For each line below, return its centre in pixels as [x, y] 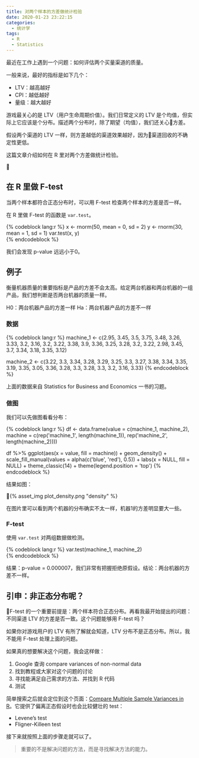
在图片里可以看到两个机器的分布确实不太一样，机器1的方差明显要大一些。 [95, 508]
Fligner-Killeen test [38, 724]
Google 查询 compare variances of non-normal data [78, 664]
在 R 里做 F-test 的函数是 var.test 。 [50, 215]
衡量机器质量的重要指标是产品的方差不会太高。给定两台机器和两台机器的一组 [99, 287]
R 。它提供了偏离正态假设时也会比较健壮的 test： [65, 706]
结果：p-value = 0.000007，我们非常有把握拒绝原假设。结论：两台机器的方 [98, 568]
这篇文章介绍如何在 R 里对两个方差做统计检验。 [64, 155]
